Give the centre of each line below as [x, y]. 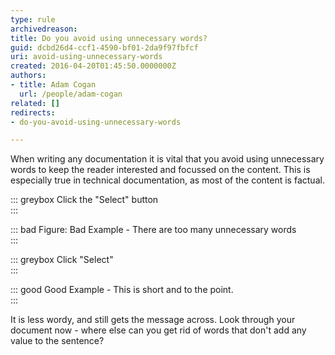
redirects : [33, 112]
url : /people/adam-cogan [71, 94]
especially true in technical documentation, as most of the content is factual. [167, 180]
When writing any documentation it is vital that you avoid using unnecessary [167, 159]
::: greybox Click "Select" [62, 260]
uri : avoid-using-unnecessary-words [86, 57]
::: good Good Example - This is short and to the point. [122, 290]
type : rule [33, 19]
